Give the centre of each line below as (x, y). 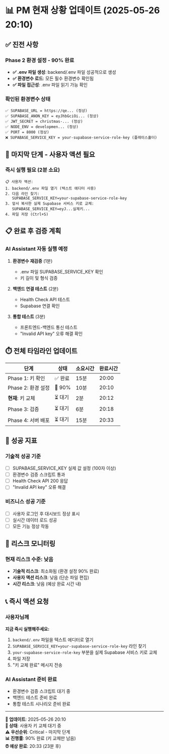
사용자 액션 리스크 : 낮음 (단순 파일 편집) (51, 578)
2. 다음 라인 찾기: (22, 194)
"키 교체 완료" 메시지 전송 (37, 665)
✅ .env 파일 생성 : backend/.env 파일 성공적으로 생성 (64, 72)
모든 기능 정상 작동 (31, 526)
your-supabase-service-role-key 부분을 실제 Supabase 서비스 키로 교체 (85, 652)
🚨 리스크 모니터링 (30, 544)
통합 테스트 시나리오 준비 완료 (41, 704)
